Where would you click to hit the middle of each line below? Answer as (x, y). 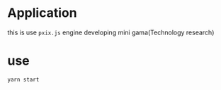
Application (42, 13)
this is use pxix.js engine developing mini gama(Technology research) (111, 32)
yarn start (23, 79)
